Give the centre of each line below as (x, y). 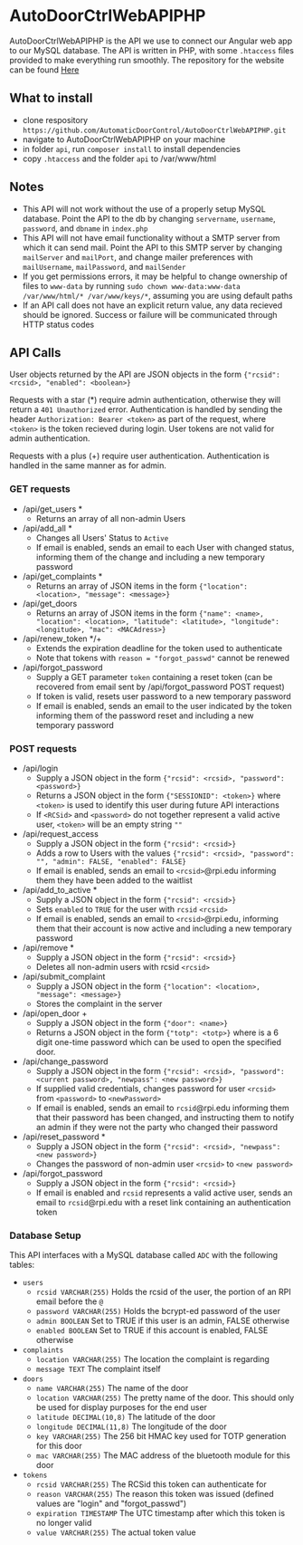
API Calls (35, 353)
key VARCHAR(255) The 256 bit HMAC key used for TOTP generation (161, 1436)
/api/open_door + (55, 1013)
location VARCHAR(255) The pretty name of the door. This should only (165, 1398)
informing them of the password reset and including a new (145, 715)
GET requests (40, 489)
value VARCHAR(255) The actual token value (116, 1532)
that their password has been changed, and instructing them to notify (165, 1117)
